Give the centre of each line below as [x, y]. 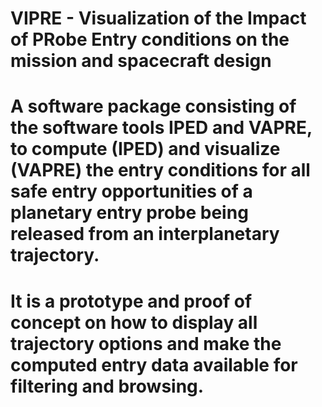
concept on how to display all [134, 322]
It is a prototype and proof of [131, 301]
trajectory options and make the [146, 343]
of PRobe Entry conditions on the [150, 39]
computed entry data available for [154, 364]
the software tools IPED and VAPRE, [161, 128]
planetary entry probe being [129, 213]
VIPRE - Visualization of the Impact [158, 18]
